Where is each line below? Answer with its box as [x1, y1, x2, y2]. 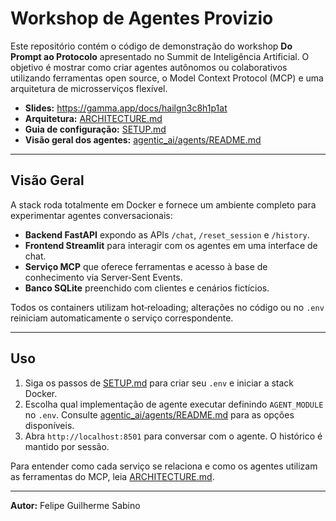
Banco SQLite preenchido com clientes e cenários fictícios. [24, 282, 270, 294]
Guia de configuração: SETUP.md [24, 123, 167, 135]
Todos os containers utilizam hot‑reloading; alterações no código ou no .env [10, 301, 325, 313]
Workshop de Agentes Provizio [10, 7, 274, 30]
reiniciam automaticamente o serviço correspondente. [10, 312, 234, 324]
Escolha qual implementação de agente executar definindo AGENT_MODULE [24, 398, 324, 410]
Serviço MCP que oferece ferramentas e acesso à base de [24, 260, 268, 272]
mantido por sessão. [24, 440, 110, 452]
